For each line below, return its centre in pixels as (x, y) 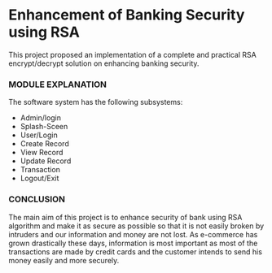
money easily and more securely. (64, 260)
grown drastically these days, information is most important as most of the (133, 243)
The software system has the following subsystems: (96, 102)
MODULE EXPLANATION (58, 84)
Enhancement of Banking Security (127, 15)
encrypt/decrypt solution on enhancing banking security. (104, 63)
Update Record (46, 161)
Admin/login (41, 118)
